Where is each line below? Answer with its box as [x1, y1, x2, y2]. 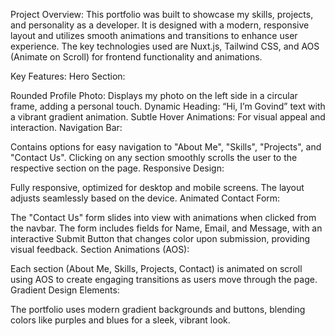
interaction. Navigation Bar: [10, 122, 123, 133]
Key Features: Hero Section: [10, 70, 126, 82]
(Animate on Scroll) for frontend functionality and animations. [10, 51, 263, 63]
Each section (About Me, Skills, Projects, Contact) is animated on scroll [10, 263, 303, 274]
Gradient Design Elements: [10, 284, 120, 296]
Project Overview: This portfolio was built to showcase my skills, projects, [10, 9, 314, 20]
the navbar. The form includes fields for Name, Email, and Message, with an [10, 222, 323, 234]
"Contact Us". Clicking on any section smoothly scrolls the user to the [10, 152, 298, 163]
